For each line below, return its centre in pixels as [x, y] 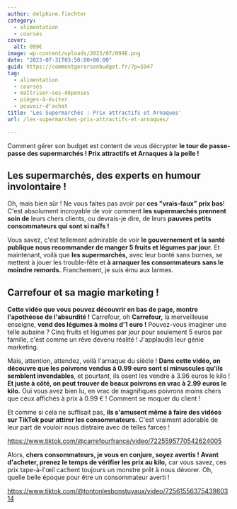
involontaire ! [37, 187]
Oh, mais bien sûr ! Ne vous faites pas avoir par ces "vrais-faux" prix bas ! [116, 203]
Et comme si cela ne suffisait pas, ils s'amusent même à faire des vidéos [114, 413]
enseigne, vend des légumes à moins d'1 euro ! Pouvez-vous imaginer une [117, 325]
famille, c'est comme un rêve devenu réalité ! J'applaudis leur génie [106, 340]
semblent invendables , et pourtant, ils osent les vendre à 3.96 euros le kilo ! [119, 376]
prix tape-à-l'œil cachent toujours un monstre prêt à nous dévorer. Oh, [110, 470]
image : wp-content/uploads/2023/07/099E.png [74, 54]
